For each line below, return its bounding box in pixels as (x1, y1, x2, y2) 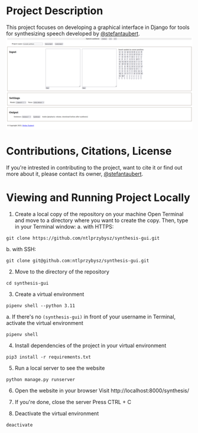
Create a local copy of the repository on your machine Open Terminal (14, 210, 184, 217)
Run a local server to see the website (14, 364, 105, 372)
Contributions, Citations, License (6, 145, 172, 158)
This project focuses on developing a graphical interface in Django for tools (6, 24, 190, 31)
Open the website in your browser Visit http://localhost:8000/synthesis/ (14, 387, 190, 394)
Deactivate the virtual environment (14, 409, 99, 417)
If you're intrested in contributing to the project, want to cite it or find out (6, 164, 183, 171)
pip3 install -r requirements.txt (6, 354, 92, 360)
